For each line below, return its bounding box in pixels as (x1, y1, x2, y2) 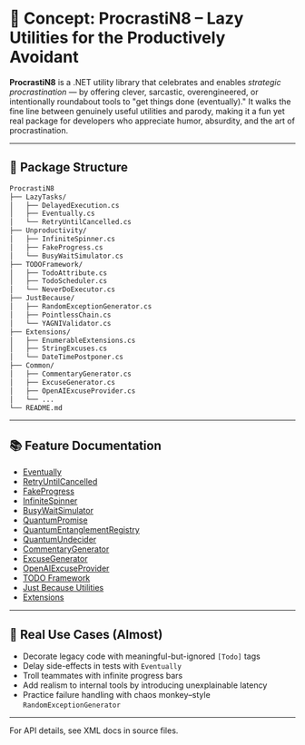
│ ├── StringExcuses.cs (9, 344, 107, 353)
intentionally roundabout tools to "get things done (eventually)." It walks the (9, 95, 291, 107)
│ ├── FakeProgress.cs (9, 242, 103, 252)
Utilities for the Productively (9, 27, 226, 48)
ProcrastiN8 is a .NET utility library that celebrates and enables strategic (9, 76, 281, 87)
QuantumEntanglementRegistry (22, 524, 141, 535)
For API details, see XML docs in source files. (9, 725, 179, 736)
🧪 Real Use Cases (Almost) (9, 626, 163, 642)
